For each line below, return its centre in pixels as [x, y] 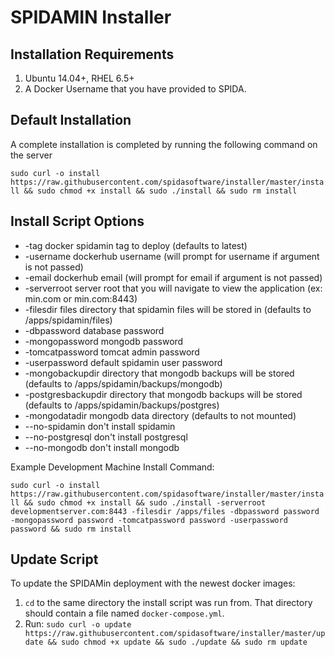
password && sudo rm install [71, 529]
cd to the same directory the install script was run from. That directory [168, 603]
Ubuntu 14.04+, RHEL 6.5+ [79, 78]
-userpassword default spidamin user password [123, 362]
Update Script [54, 559]
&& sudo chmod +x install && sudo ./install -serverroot [145, 502]
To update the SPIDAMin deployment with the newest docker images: [153, 583]
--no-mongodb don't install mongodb [102, 447]
